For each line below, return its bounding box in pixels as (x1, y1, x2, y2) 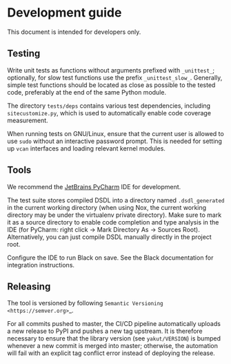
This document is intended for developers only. (7, 28, 141, 36)
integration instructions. (7, 260, 74, 269)
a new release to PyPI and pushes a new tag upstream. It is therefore (7, 327, 203, 336)
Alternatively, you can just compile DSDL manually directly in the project (7, 233, 212, 241)
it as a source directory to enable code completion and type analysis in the (7, 218, 219, 226)
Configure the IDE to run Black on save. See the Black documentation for (7, 253, 214, 262)
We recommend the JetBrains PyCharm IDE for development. (7, 182, 181, 191)
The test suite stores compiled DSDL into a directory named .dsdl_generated (7, 195, 225, 204)
